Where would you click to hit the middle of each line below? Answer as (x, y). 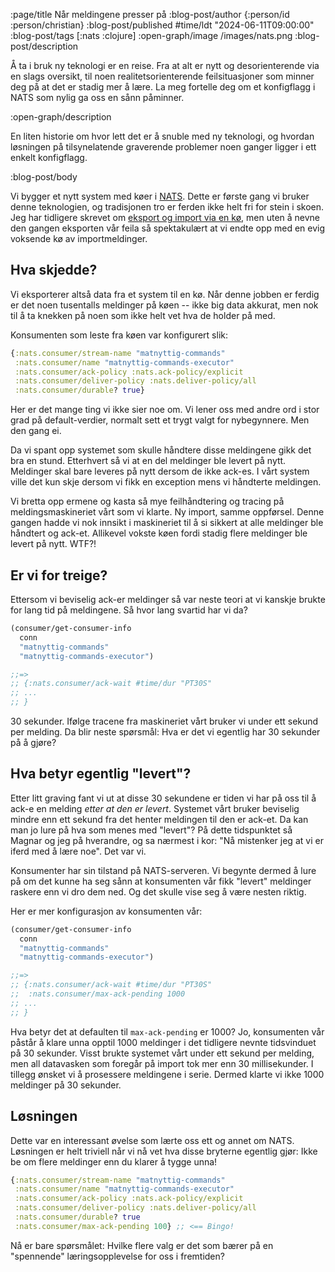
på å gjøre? (33, 742)
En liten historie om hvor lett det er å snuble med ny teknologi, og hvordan (162, 136)
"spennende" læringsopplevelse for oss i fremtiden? (117, 1256)
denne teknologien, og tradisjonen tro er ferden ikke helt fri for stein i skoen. (167, 207)
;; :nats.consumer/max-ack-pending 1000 (98, 994)
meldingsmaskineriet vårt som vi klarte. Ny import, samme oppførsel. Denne (167, 512)
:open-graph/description (61, 117)
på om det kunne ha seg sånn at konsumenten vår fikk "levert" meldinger (161, 881)
